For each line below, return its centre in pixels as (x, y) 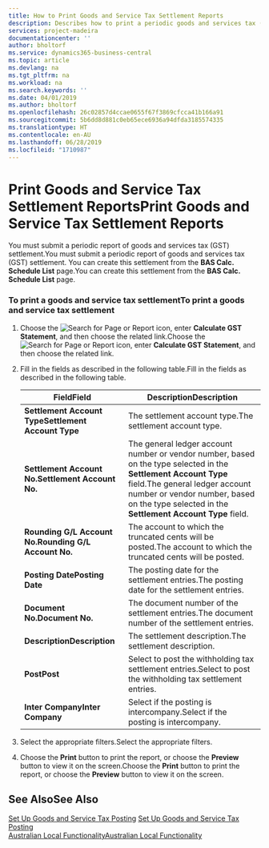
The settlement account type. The (191, 416)
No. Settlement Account (70, 479)
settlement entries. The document (191, 613)
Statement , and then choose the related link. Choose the (112, 336)
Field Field (72, 397)
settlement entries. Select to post (189, 669)
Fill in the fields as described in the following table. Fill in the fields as (133, 368)
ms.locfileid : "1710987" (50, 150)
